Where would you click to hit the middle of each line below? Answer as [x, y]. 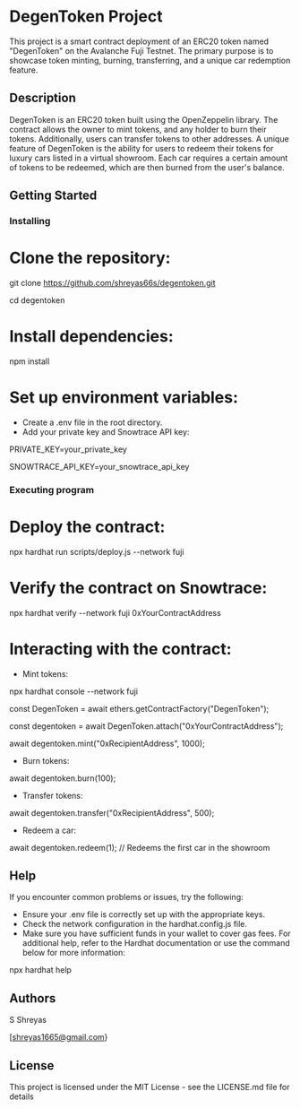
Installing [30, 221]
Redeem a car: [49, 830]
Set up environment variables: [124, 398]
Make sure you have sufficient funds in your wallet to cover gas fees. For [156, 933]
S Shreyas [28, 1020]
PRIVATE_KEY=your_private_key [68, 449]
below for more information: [73, 953]
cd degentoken [37, 300]
